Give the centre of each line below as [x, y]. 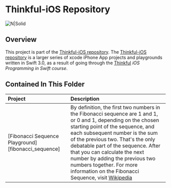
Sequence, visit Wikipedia [101, 177]
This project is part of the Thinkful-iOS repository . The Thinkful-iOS [76, 52]
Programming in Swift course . [36, 68]
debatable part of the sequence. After [116, 146]
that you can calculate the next [107, 152]
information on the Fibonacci [105, 171]
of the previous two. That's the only [113, 139]
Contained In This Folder [45, 85]
